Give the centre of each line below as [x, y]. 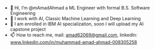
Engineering [23, 13]
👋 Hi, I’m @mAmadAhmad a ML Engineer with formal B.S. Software [80, 8]
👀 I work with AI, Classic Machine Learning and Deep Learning [75, 18]
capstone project [28, 29]
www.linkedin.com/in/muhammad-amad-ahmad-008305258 [73, 42]
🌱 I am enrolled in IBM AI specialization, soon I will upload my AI [77, 24]
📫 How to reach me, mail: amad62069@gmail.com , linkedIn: [74, 35]
